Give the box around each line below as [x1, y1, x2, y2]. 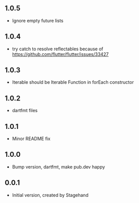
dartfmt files [12, 108, 38, 114]
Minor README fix [12, 136, 51, 142]
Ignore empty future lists [12, 17, 64, 23]
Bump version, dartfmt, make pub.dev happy [12, 163, 105, 170]
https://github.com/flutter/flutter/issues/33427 [12, 51, 109, 57]
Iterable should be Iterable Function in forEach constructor [12, 79, 134, 85]
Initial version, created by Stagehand [12, 192, 89, 198]
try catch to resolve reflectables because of [12, 46, 104, 52]
